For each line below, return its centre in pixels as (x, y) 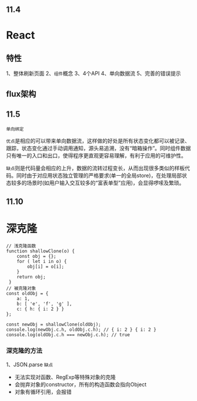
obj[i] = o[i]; (46, 267)
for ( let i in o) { (42, 261)
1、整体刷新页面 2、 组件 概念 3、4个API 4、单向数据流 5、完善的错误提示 (94, 74)
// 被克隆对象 (21, 288)
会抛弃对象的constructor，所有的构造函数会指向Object (81, 384)
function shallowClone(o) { (41, 251)
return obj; (31, 277)
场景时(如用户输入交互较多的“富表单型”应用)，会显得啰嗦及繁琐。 (105, 183)
